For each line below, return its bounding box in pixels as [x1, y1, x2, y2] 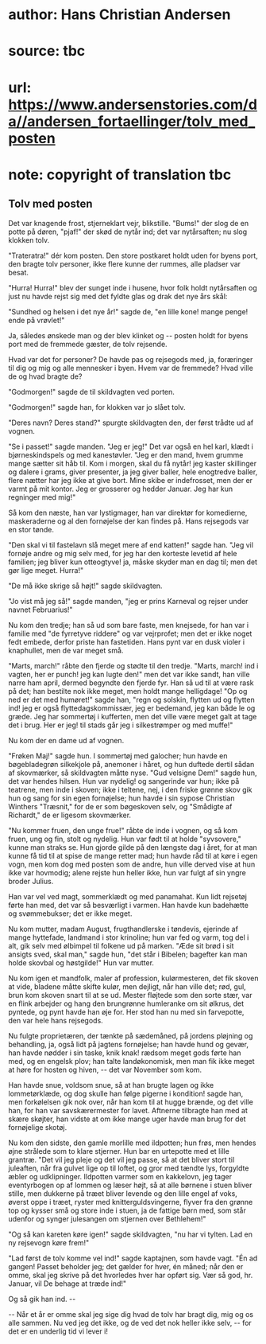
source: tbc [8, 42, 86, 60]
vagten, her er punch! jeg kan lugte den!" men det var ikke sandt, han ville [8, 669, 250, 679]
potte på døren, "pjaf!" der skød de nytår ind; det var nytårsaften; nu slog [8, 227, 248, 236]
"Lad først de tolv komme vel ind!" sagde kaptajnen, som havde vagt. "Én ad [8, 1253, 258, 1263]
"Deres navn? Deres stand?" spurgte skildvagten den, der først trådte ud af [8, 418, 254, 427]
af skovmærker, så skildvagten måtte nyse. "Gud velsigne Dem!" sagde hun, [8, 768, 257, 777]
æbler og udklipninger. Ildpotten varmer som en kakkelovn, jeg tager [8, 1171, 233, 1181]
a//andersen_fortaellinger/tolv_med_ [8, 112, 256, 131]
